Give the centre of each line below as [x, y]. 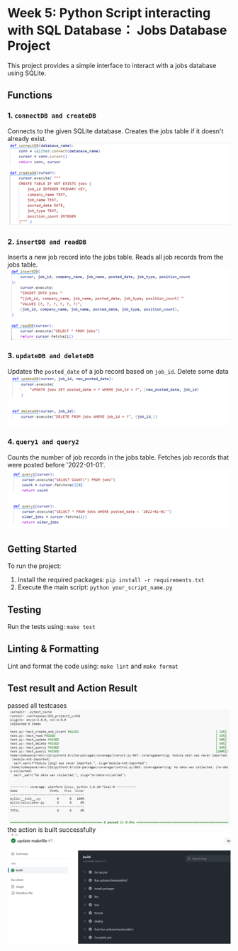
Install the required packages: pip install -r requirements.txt [111, 580]
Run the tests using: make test [51, 627]
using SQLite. [27, 73]
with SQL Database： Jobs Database [117, 30]
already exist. [27, 138]
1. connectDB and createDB [52, 116]
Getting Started [42, 549]
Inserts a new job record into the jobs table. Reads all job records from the [115, 257]
